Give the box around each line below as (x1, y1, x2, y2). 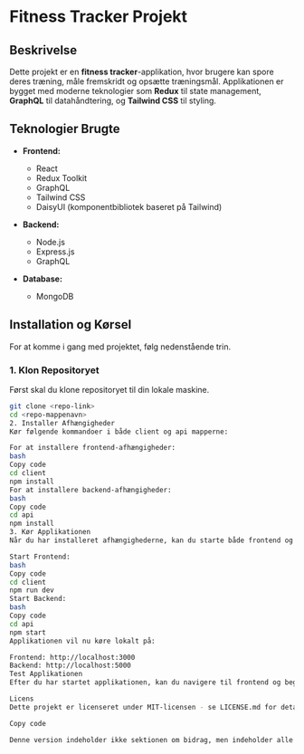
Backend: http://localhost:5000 (9, 661, 131, 671)
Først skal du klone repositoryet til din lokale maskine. (9, 384, 210, 395)
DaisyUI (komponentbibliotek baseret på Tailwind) (35, 201, 223, 212)
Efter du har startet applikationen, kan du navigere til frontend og (9, 678, 281, 687)
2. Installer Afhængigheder (9, 418, 116, 427)
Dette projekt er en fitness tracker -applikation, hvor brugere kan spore (9, 66, 274, 77)
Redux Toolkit (35, 172, 88, 183)
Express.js (35, 246, 75, 257)
